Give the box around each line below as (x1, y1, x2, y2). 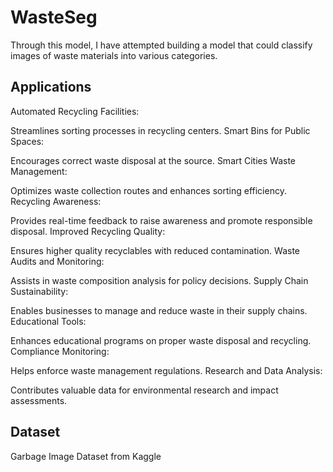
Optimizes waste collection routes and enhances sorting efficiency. (10, 184, 287, 196)
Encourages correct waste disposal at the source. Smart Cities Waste (10, 154, 297, 166)
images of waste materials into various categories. (10, 49, 218, 61)
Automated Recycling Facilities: (10, 105, 140, 117)
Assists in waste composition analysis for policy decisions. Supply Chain (10, 274, 309, 286)
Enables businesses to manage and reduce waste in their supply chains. (10, 304, 308, 316)
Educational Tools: (10, 315, 87, 327)
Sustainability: (10, 285, 69, 297)
